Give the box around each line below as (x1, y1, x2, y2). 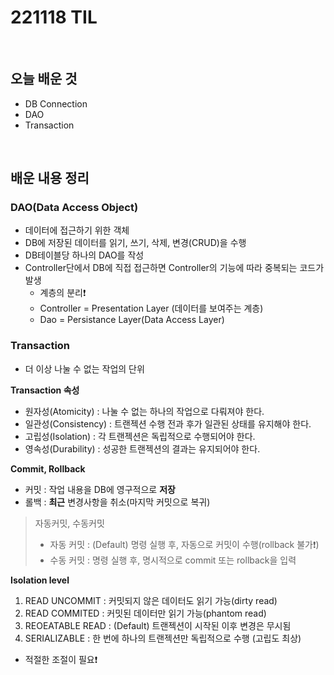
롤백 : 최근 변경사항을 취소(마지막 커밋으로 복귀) (24, 496, 211, 508)
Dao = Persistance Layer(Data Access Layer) (39, 314, 225, 326)
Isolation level (10, 574, 70, 586)
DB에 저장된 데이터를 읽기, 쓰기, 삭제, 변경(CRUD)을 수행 (24, 237, 247, 249)
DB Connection (24, 97, 88, 110)
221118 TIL (10, 6, 98, 29)
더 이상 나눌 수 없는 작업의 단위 (24, 362, 145, 375)
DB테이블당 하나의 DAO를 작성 (24, 249, 145, 261)
